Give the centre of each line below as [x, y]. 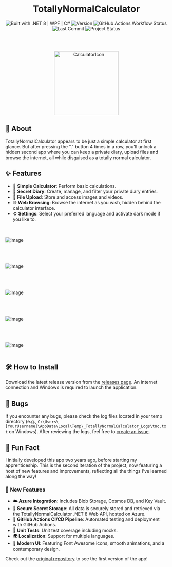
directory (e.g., [21, 422]
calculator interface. [34, 208]
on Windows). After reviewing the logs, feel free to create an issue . [80, 432]
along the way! [21, 476]
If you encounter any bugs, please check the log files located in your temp [84, 416]
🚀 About [18, 129]
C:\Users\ [48, 422]
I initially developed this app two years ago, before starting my [71, 460]
